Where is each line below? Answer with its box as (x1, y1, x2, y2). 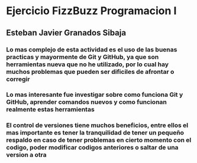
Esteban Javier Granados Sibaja (6, 28, 126, 38)
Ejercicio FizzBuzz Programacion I (6, 4, 177, 18)
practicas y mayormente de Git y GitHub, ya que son (6, 53, 159, 61)
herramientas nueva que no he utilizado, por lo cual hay (6, 60, 169, 69)
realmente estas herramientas (6, 105, 95, 113)
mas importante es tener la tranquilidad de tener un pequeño (6, 129, 185, 137)
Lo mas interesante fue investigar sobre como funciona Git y (6, 90, 183, 99)
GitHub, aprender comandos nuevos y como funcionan (6, 98, 167, 106)
